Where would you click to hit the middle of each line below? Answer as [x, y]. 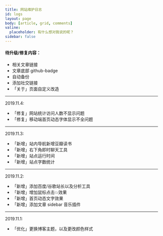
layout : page [18, 18]
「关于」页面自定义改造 [35, 89]
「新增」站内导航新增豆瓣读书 [42, 144]
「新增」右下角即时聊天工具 [40, 150]
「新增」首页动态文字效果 [38, 199]
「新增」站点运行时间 [33, 156]
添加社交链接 [25, 83]
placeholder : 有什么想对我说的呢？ [42, 32]
